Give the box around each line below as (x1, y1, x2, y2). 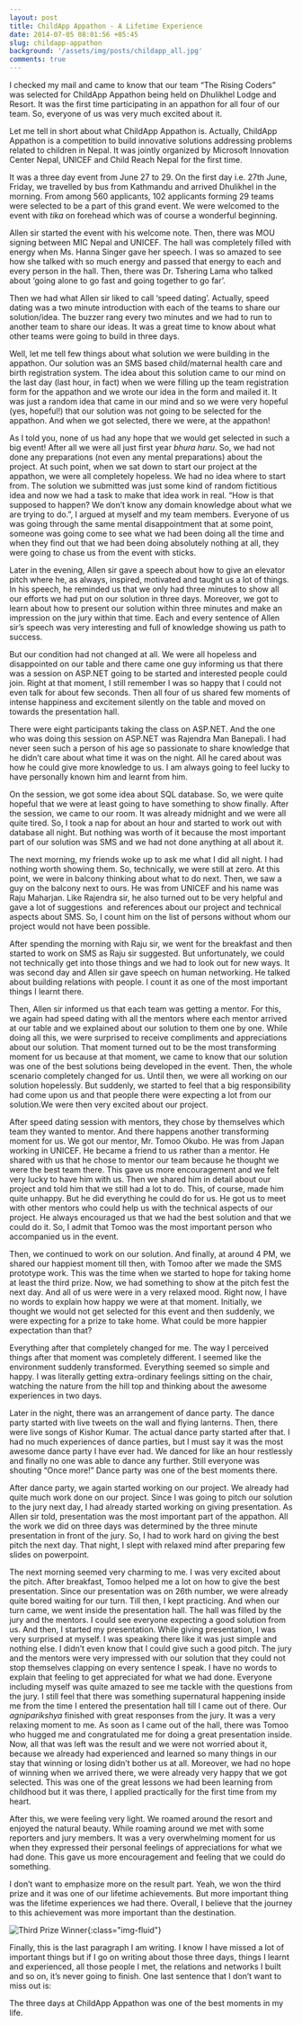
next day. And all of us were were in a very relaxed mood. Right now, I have (9, 1287, 288, 1298)
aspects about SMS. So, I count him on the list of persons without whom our (9, 912, 291, 922)
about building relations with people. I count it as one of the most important (9, 977, 288, 987)
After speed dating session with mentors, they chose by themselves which (9, 1117, 285, 1127)
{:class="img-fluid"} (86, 1925, 162, 1935)
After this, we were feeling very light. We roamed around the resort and (9, 1814, 273, 1824)
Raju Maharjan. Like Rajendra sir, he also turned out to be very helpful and (9, 892, 283, 903)
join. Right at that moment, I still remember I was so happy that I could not (9, 678, 281, 688)
